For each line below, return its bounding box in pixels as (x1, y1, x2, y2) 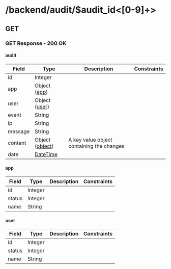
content (8, 139, 26, 146)
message (8, 128, 30, 135)
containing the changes (68, 142, 125, 149)
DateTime (35, 151, 58, 158)
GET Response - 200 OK (5, 40, 67, 47)
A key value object (68, 136, 113, 143)
